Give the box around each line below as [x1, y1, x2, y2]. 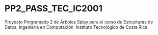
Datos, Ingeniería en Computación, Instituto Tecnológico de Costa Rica [4, 24, 148, 30]
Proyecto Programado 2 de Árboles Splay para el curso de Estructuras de [4, 19, 153, 25]
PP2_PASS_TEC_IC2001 [4, 3, 103, 14]
